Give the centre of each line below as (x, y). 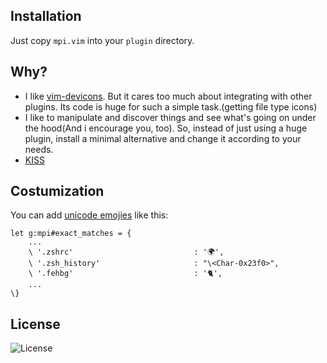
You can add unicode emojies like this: (89, 215)
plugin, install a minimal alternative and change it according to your (163, 138)
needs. (39, 149)
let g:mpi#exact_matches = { (71, 234)
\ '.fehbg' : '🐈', (125, 274)
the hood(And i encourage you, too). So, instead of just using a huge (166, 128)
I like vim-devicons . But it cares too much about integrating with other (168, 96)
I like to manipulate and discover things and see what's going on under (170, 117)
